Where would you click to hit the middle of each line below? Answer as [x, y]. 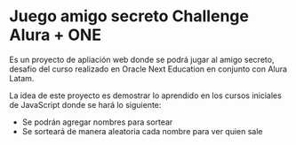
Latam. [22, 78]
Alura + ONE [56, 35]
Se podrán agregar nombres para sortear [97, 122]
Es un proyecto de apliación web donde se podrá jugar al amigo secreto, [142, 59]
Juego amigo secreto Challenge [129, 16]
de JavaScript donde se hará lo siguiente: [85, 104]
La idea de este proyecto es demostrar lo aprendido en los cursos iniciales [145, 95]
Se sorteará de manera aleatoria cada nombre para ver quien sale [142, 131]
